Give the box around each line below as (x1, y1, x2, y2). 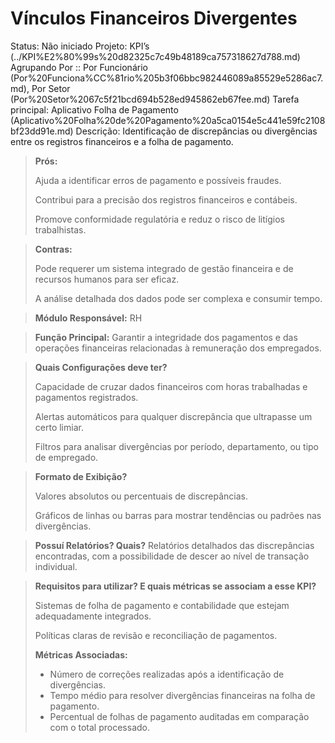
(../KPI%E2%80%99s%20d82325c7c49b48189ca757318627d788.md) (10, 50, 301, 62)
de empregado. (34, 451, 99, 463)
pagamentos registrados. (34, 391, 139, 403)
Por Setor (31, 82, 71, 94)
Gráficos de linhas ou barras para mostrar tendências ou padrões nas (34, 509, 322, 521)
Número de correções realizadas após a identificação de (49, 668, 285, 680)
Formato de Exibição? (34, 470, 128, 482)
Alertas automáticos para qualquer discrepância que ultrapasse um (34, 410, 313, 422)
